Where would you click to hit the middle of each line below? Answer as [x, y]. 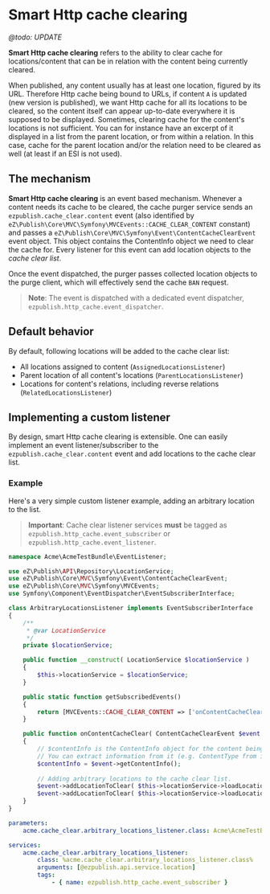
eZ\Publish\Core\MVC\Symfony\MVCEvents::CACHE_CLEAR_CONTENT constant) [129, 223]
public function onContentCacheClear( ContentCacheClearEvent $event [142, 734]
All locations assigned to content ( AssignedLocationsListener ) [123, 367]
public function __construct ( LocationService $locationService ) [136, 660]
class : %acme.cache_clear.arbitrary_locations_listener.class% [145, 860]
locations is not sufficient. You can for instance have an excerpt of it [121, 128]
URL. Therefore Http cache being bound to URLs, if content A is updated [128, 93]
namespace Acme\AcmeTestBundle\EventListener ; [88, 556]
